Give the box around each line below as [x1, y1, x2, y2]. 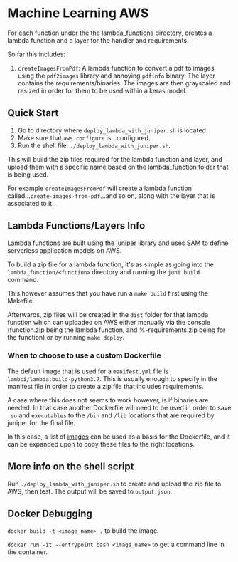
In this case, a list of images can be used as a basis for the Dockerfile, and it [7, 432, 231, 441]
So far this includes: [7, 50, 66, 58]
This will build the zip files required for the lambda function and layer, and [7, 155, 222, 163]
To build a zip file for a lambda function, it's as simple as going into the [7, 260, 215, 269]
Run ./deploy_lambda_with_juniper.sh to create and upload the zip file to [7, 479, 222, 488]
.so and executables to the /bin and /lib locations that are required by [7, 411, 215, 420]
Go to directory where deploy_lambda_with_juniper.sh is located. [17, 126, 208, 135]
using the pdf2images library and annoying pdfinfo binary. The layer [17, 71, 215, 80]
